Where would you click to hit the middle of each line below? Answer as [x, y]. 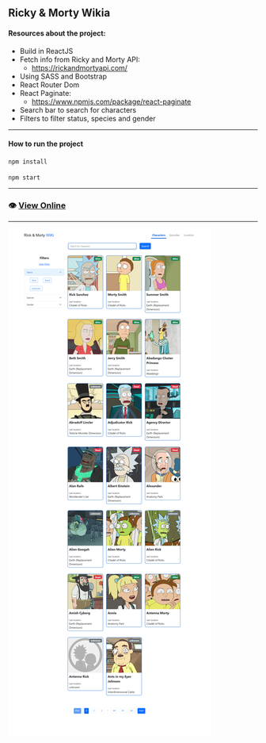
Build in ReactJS [46, 51]
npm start [25, 178]
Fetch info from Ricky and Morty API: [80, 59]
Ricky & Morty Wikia [59, 13]
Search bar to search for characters [78, 109]
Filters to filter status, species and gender [87, 118]
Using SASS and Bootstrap [63, 76]
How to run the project [46, 144]
